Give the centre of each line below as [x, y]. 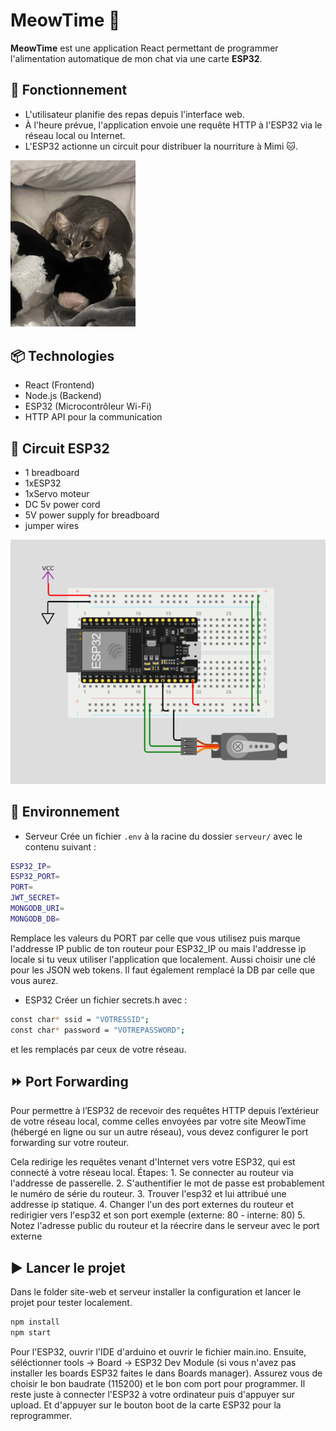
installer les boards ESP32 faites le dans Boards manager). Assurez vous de [166, 1373]
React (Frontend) [59, 385]
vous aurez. [34, 980]
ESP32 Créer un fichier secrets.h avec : [106, 1000]
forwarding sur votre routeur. [70, 1143]
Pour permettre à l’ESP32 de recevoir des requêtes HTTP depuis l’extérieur [165, 1111]
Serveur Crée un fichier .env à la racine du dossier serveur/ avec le [163, 836]
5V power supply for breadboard [92, 515]
